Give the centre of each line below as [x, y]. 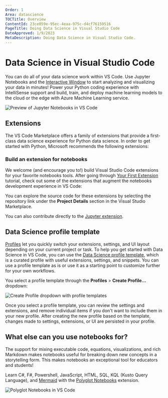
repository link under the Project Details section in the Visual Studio [75, 201]
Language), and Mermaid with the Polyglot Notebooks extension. [72, 380]
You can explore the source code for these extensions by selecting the [78, 196]
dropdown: [17, 286]
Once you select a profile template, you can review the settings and [75, 305]
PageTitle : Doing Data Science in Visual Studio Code [63, 29]
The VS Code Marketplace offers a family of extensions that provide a [77, 136]
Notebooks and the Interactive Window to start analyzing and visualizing [80, 82]
